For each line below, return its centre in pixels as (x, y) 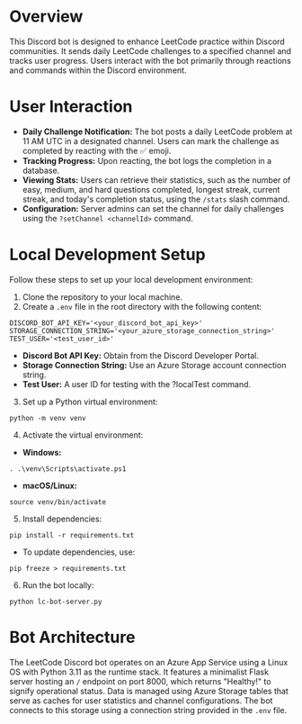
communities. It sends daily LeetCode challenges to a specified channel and (151, 50)
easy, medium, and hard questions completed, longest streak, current (151, 189)
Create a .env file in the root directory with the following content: (142, 306)
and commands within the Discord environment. (98, 70)
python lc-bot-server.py (56, 602)
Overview (46, 17)
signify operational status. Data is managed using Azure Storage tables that (149, 691)
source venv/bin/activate (58, 502)
